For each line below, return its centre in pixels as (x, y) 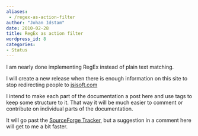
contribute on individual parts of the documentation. (70, 109)
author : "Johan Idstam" (36, 22)
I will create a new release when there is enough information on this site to (97, 78)
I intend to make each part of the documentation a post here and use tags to (99, 96)
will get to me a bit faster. (37, 126)
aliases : (17, 12)
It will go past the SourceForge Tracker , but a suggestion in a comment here (99, 120)
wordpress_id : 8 (26, 39)
